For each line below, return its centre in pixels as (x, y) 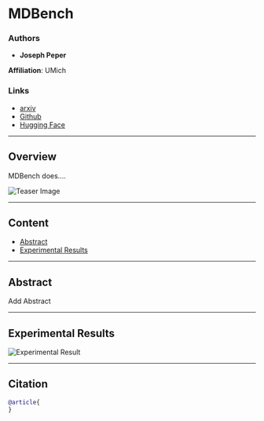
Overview (33, 157)
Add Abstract (29, 301)
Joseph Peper (43, 55)
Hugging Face (42, 124)
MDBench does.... (37, 176)
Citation (28, 384)
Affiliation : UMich (37, 71)
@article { (24, 402)
